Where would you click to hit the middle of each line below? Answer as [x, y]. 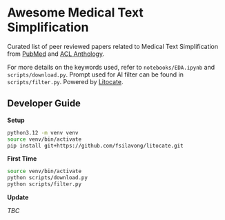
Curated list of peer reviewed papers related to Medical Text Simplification [113, 46]
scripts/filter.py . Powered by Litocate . [65, 81]
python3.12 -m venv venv [43, 132]
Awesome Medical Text [75, 13]
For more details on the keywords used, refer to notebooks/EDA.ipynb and [111, 67]
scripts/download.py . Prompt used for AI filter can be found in [96, 74]
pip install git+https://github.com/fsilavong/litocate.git [96, 146]
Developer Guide [44, 104]
